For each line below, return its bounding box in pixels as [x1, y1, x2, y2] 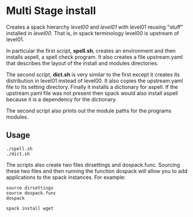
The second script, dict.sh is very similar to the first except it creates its [6, 71, 180, 78]
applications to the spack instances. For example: [6, 174, 126, 181]
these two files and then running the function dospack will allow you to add [6, 167, 188, 174]
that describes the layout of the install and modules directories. [6, 60, 159, 67]
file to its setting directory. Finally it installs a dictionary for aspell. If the [6, 83, 178, 90]
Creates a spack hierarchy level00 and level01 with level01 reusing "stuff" [6, 23, 184, 30]
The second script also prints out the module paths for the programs [6, 107, 172, 114]
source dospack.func [6, 190, 57, 196]
